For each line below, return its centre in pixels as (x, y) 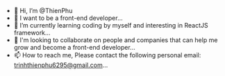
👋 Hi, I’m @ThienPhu (43, 11)
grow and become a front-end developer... (74, 47)
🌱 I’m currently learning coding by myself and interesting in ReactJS (111, 25)
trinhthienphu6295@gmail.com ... (61, 65)
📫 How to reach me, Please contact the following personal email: (107, 55)
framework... (32, 32)
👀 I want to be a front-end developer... (68, 18)
